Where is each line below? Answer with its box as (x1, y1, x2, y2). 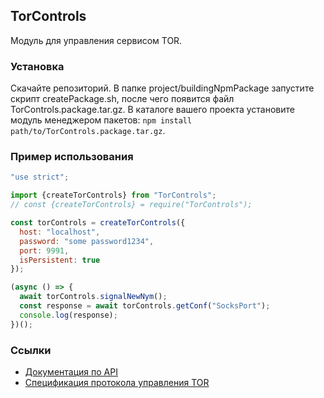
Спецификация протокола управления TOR (24, 376, 210, 388)
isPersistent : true (19, 255, 101, 265)
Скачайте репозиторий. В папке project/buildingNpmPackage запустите (10, 82, 315, 94)
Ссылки (10, 343, 52, 357)
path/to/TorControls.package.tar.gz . (10, 125, 166, 137)
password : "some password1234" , (19, 236, 155, 246)
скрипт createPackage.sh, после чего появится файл (10, 93, 235, 105)
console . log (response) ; (19, 310, 118, 320)
